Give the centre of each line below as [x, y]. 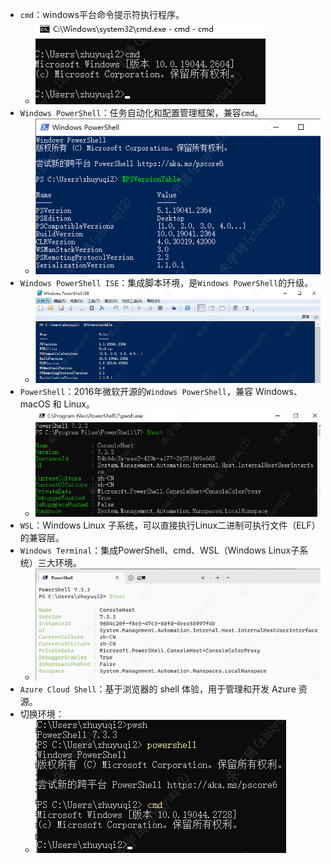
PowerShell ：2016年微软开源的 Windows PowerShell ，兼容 [136, 391]
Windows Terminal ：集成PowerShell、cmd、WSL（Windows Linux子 [159, 550]
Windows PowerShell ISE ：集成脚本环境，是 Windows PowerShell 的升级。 [166, 283]
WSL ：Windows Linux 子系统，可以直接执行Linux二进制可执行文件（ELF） [170, 525]
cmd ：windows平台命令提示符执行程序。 [102, 14]
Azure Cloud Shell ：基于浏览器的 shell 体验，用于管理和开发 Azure [158, 689]
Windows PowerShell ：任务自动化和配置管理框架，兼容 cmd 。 [141, 112]
